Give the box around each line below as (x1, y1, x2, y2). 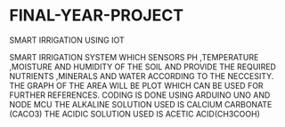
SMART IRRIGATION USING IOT (9, 35, 125, 45)
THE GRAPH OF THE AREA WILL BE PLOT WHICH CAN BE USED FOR (9, 80, 265, 91)
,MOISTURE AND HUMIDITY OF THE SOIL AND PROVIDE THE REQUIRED (9, 61, 276, 72)
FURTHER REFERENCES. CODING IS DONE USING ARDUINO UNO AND (9, 90, 271, 100)
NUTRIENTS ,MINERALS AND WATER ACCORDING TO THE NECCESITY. (9, 70, 274, 81)
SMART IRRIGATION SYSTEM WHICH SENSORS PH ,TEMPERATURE (9, 52, 259, 62)
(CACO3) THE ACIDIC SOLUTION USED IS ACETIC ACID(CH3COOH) (9, 108, 260, 119)
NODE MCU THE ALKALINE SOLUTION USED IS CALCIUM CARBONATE (9, 99, 273, 109)
